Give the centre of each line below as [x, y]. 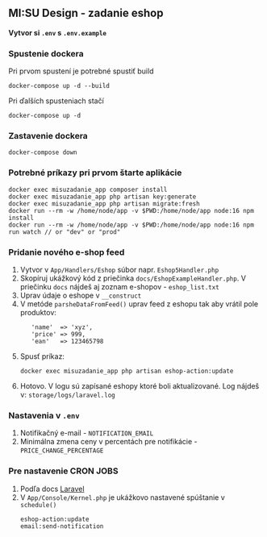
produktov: [38, 312]
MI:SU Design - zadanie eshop [86, 13]
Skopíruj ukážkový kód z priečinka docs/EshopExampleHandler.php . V [133, 278]
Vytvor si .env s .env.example [58, 32]
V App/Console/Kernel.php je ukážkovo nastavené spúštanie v [123, 497]
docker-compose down [43, 152]
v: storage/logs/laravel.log [67, 395]
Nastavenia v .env [44, 415]
